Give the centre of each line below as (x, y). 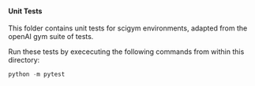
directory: (24, 60)
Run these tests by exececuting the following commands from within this (126, 52)
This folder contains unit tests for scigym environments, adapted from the (128, 28)
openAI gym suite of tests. (51, 37)
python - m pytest (37, 74)
